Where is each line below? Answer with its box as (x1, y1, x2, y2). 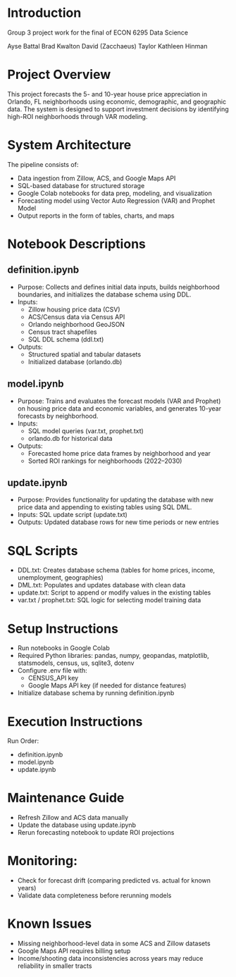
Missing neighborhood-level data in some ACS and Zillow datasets (17, 939, 211, 948)
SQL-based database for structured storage (17, 181, 145, 189)
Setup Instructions (7, 621, 118, 637)
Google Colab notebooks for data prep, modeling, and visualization (17, 189, 213, 197)
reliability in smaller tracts (17, 962, 92, 970)
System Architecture (7, 137, 132, 153)
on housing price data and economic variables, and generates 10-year (17, 404, 222, 413)
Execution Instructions (7, 714, 143, 730)
